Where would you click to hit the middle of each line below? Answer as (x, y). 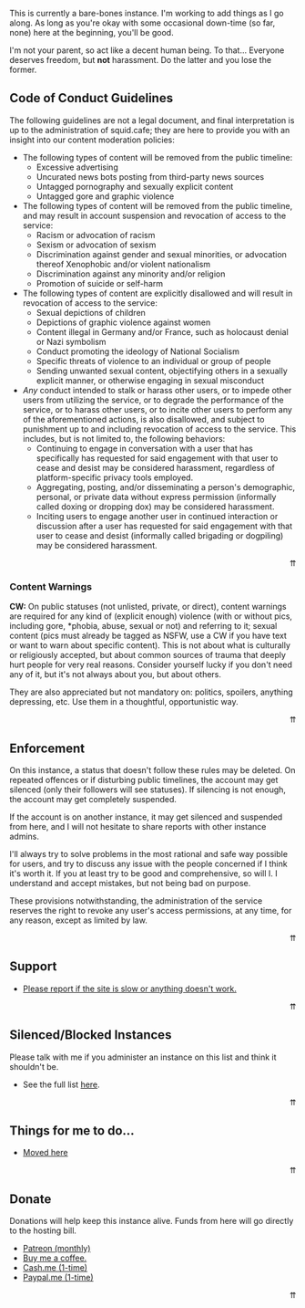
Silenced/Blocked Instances (91, 1035)
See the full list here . (61, 1084)
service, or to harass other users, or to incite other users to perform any (158, 409)
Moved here (45, 1153)
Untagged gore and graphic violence (105, 196)
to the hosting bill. (43, 1230)
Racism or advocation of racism (96, 235)
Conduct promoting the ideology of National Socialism (137, 351)
